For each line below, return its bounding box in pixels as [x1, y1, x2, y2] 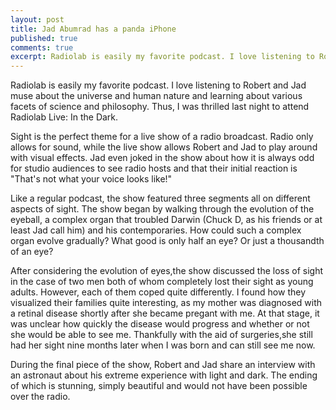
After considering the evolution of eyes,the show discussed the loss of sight [10, 265, 324, 277]
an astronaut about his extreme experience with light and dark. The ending [10, 369, 318, 381]
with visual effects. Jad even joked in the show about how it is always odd [10, 152, 315, 164]
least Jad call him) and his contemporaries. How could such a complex [10, 224, 302, 236]
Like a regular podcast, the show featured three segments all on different [10, 192, 311, 205]
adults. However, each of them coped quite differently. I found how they [10, 286, 307, 298]
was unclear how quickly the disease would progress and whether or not [10, 318, 310, 330]
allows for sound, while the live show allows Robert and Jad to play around [10, 141, 318, 153]
